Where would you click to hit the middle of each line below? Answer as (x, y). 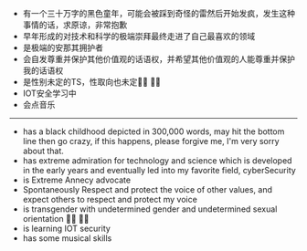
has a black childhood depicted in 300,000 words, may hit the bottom (153, 131)
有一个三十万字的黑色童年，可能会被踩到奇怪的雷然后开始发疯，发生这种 (159, 13)
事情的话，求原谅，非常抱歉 (75, 25)
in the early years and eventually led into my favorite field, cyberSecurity (159, 170)
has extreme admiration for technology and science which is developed (157, 161)
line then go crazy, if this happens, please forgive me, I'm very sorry (151, 141)
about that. (43, 151)
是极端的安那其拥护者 (63, 47)
